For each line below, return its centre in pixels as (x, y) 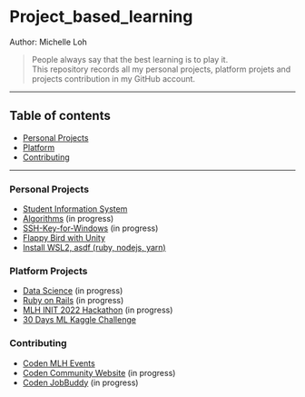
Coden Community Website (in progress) (99, 372)
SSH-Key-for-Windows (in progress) (90, 228)
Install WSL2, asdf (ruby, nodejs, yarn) (94, 248)
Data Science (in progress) (73, 291)
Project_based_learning (101, 17)
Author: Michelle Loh (49, 42)
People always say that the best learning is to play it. (130, 59)
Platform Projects (49, 271)
